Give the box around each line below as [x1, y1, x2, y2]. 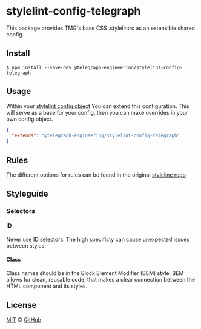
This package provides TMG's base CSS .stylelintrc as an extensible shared [6, 24, 196, 32]
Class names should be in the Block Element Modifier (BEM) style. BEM [6, 269, 184, 277]
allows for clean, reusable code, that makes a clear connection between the [6, 276, 196, 283]
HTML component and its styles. [6, 282, 88, 290]
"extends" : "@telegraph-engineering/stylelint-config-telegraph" [12, 132, 180, 139]
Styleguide [6, 189, 48, 199]
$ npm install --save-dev [6, 64, 71, 70]
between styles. [6, 242, 47, 249]
